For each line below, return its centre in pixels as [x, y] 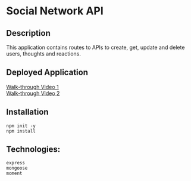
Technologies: [33, 150]
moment [14, 174]
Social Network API [55, 11]
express [16, 163]
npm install [21, 131]
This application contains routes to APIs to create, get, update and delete [95, 47]
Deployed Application [47, 73]
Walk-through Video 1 [33, 87]
